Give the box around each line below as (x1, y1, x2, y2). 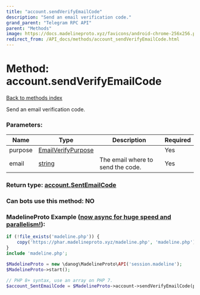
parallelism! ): (6, 221, 46, 228)
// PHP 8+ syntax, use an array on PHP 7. (6, 277, 113, 283)
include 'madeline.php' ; (6, 250, 68, 256)
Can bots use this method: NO (6, 197, 95, 205)
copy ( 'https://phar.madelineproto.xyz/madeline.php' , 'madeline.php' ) (17, 239, 196, 246)
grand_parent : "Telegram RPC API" (6, 20, 92, 26)
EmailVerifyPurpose (38, 146, 94, 155)
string (38, 159, 55, 168)
